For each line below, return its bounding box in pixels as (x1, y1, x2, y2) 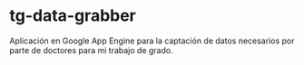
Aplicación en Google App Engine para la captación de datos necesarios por (9, 35, 295, 46)
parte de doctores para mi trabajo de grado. (9, 44, 174, 55)
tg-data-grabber (9, 5, 136, 26)
